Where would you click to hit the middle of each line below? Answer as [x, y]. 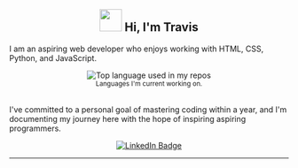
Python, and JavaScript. [53, 57]
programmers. [35, 128]
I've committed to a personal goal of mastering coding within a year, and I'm [148, 109]
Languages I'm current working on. [149, 84]
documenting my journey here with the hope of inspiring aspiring [128, 118]
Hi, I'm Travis [161, 27]
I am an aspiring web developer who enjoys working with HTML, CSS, [137, 49]
